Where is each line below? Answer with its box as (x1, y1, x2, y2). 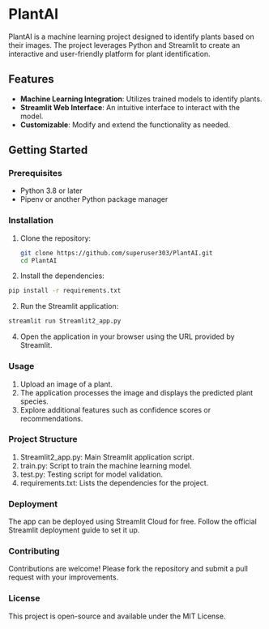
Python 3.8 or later (19, 186, 83, 195)
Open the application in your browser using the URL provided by (19, 332, 235, 341)
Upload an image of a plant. (19, 379, 113, 389)
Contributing (8, 546, 60, 557)
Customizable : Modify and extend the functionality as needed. (19, 119, 231, 130)
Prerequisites (8, 168, 62, 179)
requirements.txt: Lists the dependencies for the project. (19, 477, 209, 487)
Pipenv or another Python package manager (19, 195, 169, 204)
